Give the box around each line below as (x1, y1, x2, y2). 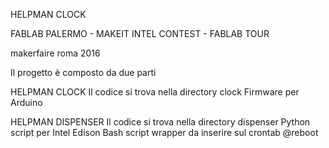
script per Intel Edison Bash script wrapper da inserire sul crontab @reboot (10, 127, 319, 138)
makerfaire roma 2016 (10, 47, 101, 59)
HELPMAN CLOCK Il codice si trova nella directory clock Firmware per (10, 86, 300, 98)
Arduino (10, 97, 43, 108)
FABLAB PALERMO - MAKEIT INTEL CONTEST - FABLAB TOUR (10, 28, 270, 39)
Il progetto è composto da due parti (10, 67, 157, 78)
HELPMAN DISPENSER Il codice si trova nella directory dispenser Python (10, 116, 311, 128)
